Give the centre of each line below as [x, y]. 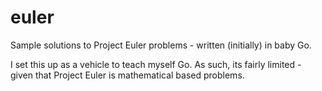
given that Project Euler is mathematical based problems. [127, 75]
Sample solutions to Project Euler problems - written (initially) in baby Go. [161, 45]
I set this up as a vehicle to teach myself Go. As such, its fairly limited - [156, 64]
